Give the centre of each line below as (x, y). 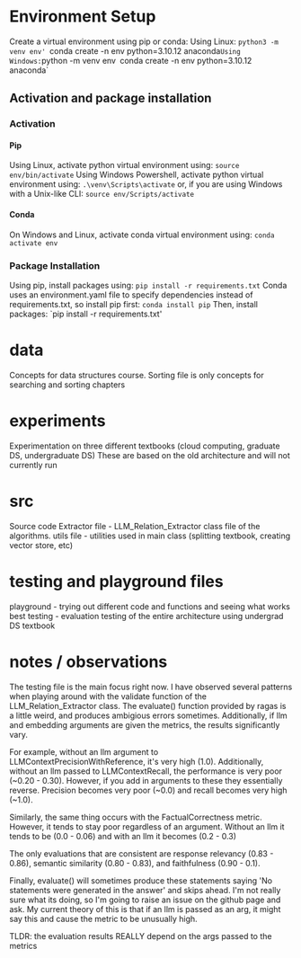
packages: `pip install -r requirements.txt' (86, 314)
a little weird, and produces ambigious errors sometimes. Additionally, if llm (148, 715)
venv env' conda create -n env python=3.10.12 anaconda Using (125, 50)
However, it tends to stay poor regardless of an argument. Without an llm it (147, 826)
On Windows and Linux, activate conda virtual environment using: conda (142, 235)
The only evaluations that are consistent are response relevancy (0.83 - (142, 853)
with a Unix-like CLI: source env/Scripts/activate (102, 194)
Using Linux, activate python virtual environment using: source (124, 165)
